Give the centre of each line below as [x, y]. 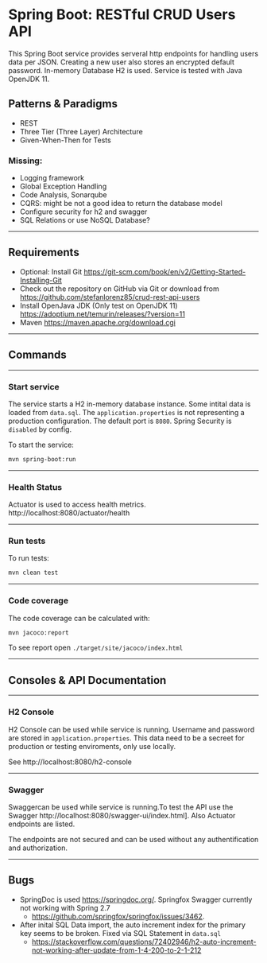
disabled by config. [40, 429]
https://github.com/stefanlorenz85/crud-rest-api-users [110, 297]
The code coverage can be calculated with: [79, 618]
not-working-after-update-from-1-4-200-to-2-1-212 [116, 950]
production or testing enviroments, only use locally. [92, 746]
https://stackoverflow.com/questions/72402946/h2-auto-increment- [144, 942]
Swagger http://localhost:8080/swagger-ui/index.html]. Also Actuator [122, 815]
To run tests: [29, 558]
